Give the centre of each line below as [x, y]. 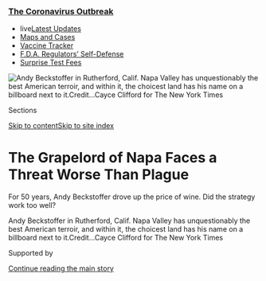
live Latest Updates [51, 29]
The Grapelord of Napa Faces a [113, 158]
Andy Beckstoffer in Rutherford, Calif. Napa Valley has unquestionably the [129, 221]
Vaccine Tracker [47, 45]
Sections [23, 111]
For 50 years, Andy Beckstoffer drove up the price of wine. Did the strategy [132, 197]
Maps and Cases [47, 37]
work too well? [32, 205]
